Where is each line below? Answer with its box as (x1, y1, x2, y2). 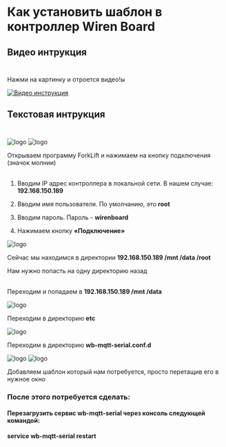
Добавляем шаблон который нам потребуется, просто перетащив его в (7, 367, 219, 376)
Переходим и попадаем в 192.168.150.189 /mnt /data (7, 287, 162, 295)
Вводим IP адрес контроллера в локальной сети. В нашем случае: (17, 179, 214, 187)
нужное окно (7, 375, 46, 383)
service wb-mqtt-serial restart (7, 432, 96, 440)
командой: (7, 417, 40, 425)
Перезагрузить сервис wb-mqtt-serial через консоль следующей (7, 409, 205, 417)
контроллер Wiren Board (7, 19, 156, 34)
